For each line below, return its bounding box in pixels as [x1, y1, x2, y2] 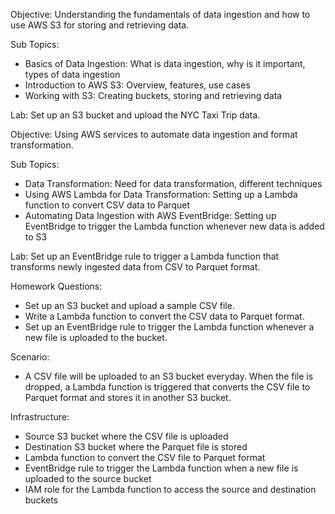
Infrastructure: [10, 411, 70, 423]
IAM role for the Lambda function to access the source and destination [24, 484, 317, 495]
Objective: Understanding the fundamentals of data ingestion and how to [10, 9, 311, 20]
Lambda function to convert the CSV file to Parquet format [24, 452, 266, 463]
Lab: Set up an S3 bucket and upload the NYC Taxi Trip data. [10, 109, 261, 121]
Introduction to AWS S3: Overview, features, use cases [24, 79, 251, 91]
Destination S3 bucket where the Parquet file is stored [24, 441, 248, 453]
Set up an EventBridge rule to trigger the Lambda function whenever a [24, 321, 315, 333]
